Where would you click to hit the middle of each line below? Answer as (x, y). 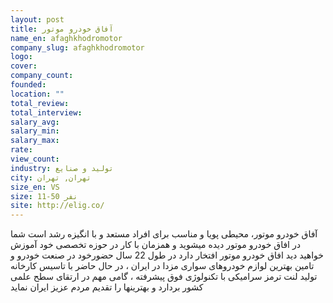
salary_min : (35, 131)
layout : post (37, 19)
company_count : (42, 76)
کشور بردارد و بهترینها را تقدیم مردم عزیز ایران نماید (107, 287)
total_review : (40, 103)
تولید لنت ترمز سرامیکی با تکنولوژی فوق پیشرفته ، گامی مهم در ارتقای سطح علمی (164, 277)
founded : (28, 85)
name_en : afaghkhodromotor (66, 38)
